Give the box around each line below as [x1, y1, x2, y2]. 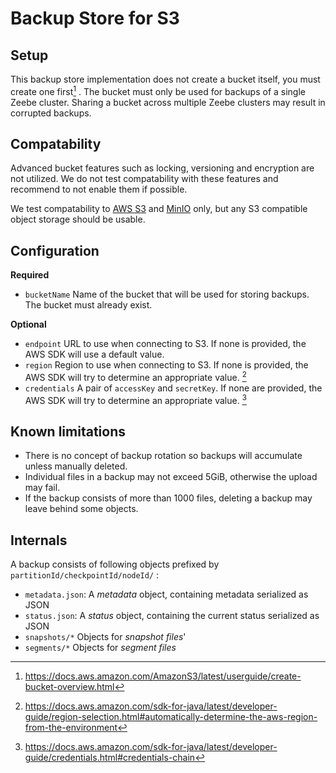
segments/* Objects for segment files [24, 642, 177, 654]
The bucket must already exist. [24, 299, 153, 311]
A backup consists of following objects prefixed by [10, 558, 220, 571]
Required [10, 269, 50, 281]
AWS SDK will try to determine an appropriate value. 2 [24, 370, 247, 383]
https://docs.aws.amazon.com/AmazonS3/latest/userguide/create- [24, 670, 302, 682]
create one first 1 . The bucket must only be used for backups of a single [10, 84, 306, 97]
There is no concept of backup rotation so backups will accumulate [24, 450, 303, 462]
